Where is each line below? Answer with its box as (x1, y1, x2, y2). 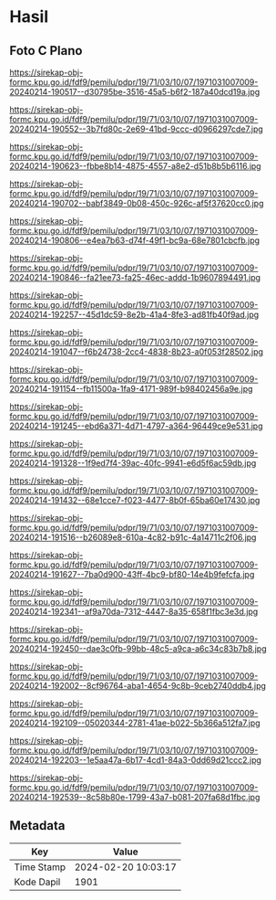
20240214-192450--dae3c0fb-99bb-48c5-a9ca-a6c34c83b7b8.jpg (9, 643, 267, 654)
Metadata (9, 818, 66, 833)
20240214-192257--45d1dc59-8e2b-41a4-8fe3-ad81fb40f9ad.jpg (9, 309, 260, 320)
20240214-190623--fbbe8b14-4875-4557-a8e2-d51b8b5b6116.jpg (9, 161, 261, 171)
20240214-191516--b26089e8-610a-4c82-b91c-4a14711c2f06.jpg (9, 532, 257, 543)
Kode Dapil (14, 875, 61, 888)
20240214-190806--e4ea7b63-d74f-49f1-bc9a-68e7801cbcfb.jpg (9, 235, 261, 246)
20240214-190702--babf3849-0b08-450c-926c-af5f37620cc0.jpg (9, 198, 264, 208)
